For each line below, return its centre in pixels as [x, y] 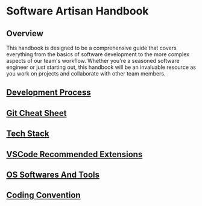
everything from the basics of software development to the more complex [98, 54]
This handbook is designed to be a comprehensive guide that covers [91, 48]
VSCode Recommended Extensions [74, 154]
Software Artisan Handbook [77, 11]
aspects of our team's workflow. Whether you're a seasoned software [93, 61]
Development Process [49, 93]
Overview [25, 34]
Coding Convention [43, 195]
